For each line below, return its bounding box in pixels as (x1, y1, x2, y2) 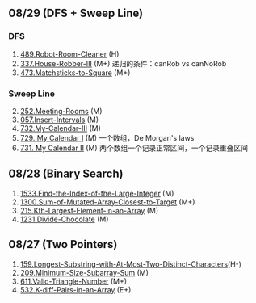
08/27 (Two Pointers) (8, 238, 118, 251)
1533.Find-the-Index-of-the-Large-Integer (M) (19, 188, 174, 198)
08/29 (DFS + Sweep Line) (8, 6, 144, 20)
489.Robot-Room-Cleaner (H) (19, 48, 120, 59)
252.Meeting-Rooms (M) (19, 106, 103, 116)
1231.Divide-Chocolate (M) (19, 214, 109, 224)
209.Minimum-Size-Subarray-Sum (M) (19, 267, 149, 277)
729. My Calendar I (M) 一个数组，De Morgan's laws (19, 133, 195, 142)
